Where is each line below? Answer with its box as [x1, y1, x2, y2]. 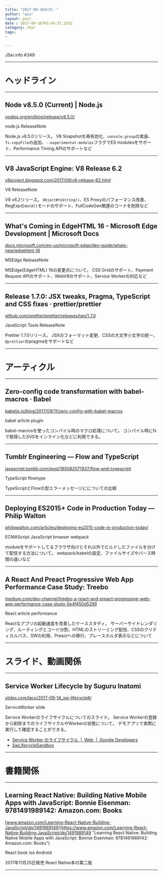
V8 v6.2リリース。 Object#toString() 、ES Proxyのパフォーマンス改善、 [5, 197, 149, 203]
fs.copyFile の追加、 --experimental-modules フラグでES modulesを [5, 139, 139, 145]
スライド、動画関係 [5, 656, 81, 667]
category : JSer [5, 25, 36, 30]
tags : [5, 30, 16, 35]
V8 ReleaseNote [5, 187, 37, 193]
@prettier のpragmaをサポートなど [5, 338, 74, 344]
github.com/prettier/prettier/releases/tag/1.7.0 [5, 313, 96, 319]
